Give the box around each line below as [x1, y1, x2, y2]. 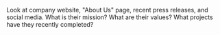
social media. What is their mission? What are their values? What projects [6, 13, 213, 21]
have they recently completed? [6, 21, 94, 28]
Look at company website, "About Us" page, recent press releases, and [6, 6, 208, 14]
